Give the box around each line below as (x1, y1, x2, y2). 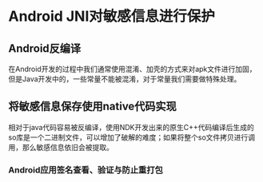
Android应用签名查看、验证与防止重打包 (8, 164, 164, 176)
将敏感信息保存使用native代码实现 (8, 100, 177, 113)
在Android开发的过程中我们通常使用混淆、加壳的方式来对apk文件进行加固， (8, 65, 257, 73)
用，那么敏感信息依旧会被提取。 (8, 142, 114, 152)
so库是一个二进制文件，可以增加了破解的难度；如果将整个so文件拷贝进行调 (8, 133, 256, 142)
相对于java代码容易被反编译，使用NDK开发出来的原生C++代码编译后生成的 (8, 122, 254, 132)
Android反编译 (8, 42, 82, 55)
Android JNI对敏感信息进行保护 (8, 7, 216, 26)
